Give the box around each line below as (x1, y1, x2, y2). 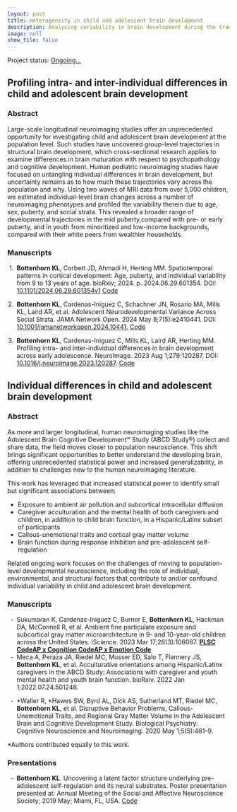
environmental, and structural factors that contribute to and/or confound (7, 574, 217, 582)
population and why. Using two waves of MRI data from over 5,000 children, (7, 185, 229, 193)
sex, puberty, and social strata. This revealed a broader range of (7, 207, 194, 216)
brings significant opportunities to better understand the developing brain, (7, 450, 223, 458)
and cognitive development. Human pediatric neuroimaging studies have (7, 162, 219, 170)
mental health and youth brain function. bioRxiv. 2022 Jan (16, 675, 185, 684)
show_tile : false (7, 37, 59, 44)
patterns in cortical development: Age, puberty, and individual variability (16, 272, 226, 280)
